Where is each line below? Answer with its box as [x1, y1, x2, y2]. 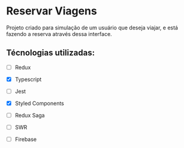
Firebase [14, 136, 37, 143]
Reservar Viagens [6, 4, 97, 18]
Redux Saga [14, 112, 45, 119]
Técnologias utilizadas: [6, 48, 95, 58]
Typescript [14, 75, 42, 83]
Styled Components [14, 99, 65, 107]
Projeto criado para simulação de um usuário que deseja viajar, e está [6, 24, 179, 31]
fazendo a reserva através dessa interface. [6, 30, 112, 37]
